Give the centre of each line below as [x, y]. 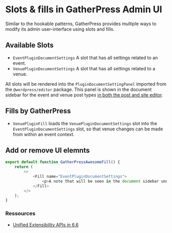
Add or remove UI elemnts [48, 150]
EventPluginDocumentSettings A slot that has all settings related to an [85, 57]
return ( [24, 167]
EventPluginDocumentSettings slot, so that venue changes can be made [88, 129]
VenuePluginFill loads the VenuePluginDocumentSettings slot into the [85, 123]
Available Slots [29, 45]
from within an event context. [44, 134]
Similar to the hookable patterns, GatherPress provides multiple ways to [81, 24]
